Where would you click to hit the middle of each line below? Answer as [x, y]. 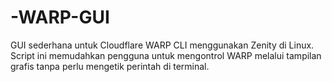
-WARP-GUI [60, 17]
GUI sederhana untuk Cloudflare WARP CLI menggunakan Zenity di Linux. [162, 45]
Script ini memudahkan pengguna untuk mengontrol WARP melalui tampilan [166, 55]
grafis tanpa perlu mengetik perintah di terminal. [110, 66]
